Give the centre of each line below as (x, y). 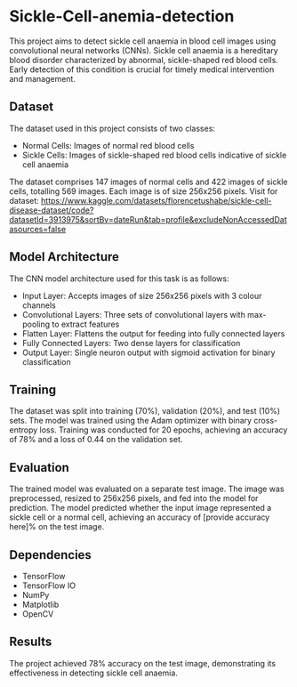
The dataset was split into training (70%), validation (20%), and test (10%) (145, 411)
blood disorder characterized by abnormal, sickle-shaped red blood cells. (144, 60)
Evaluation (39, 468)
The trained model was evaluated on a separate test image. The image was (147, 489)
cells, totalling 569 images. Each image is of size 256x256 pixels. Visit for (144, 191)
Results (31, 642)
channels (39, 305)
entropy (24, 430)
